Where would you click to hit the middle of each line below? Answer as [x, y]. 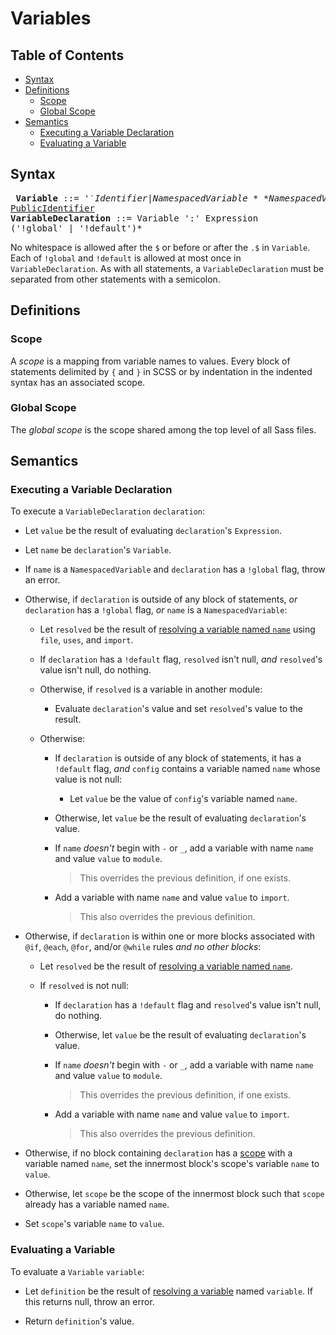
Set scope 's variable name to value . [94, 1224]
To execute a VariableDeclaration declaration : [107, 511]
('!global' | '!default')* [76, 228]
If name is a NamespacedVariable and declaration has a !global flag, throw [175, 569]
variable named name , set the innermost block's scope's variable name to [172, 1164]
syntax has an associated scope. [78, 382]
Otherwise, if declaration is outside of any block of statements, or [161, 599]
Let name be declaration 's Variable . [98, 550]
